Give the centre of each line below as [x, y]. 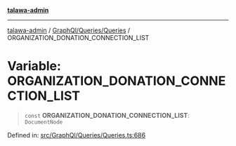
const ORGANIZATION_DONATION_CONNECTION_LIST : [107, 115]
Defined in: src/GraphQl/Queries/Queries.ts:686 [77, 135]
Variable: [34, 66]
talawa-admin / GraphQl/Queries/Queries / [69, 30]
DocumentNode [44, 122]
